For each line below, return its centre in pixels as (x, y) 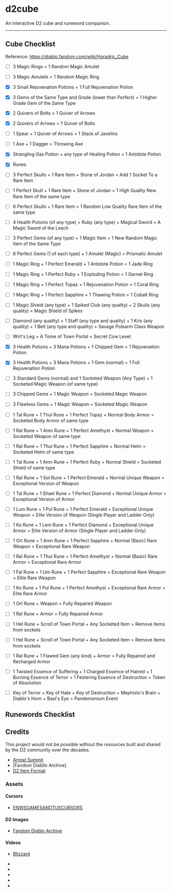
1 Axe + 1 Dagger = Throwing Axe (48, 144)
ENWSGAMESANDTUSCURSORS (48, 808)
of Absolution (27, 682)
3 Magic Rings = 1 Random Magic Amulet (56, 66)
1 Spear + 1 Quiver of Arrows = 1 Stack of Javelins (65, 134)
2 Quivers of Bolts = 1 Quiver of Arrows (54, 113)
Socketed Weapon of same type (47, 436)
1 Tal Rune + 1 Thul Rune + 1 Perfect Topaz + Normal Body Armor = (83, 414)
